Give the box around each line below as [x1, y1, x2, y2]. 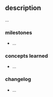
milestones [5, 29, 32, 36]
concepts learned [5, 52, 48, 59]
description [5, 4, 41, 12]
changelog [5, 76, 31, 83]
